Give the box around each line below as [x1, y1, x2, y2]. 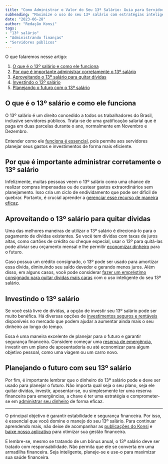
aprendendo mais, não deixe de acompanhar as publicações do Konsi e [5, 423, 152, 429]
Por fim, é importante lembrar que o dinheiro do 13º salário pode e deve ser [5, 377, 161, 383]
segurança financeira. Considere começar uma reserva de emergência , [5, 338, 152, 344]
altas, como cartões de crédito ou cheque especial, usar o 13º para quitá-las [5, 238, 163, 244]
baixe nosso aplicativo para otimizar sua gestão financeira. [5, 428, 126, 434]
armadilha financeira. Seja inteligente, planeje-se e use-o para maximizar [5, 448, 156, 455]
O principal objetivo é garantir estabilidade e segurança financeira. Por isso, [5, 412, 161, 418]
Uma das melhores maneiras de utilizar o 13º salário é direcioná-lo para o [5, 228, 156, 234]
